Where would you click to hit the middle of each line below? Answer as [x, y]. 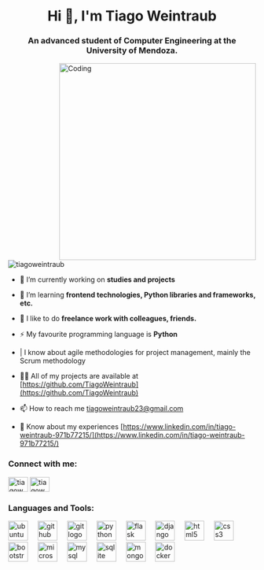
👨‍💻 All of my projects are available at [79, 376]
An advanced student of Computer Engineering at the [132, 41]
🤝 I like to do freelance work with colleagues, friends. [108, 319]
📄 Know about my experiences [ [71, 427]
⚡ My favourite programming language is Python [99, 335]
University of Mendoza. [132, 50]
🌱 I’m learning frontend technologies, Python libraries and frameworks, [137, 295]
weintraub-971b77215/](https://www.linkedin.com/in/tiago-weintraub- [132, 435]
